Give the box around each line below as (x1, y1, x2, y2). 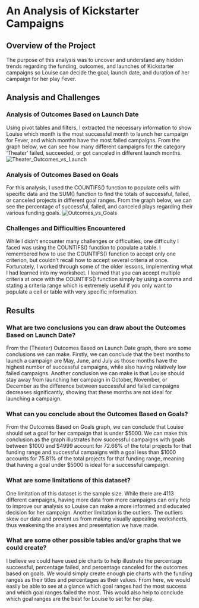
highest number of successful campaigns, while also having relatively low (6, 363, 187, 370)
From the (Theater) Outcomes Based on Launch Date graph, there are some (6, 344, 192, 351)
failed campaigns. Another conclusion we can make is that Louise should (6, 369, 185, 376)
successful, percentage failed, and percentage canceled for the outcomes (6, 563, 188, 570)
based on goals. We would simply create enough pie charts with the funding (6, 570, 193, 577)
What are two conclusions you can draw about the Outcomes (6, 323, 186, 332)
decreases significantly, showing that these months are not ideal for (6, 388, 172, 395)
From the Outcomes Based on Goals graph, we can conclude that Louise (6, 423, 184, 431)
